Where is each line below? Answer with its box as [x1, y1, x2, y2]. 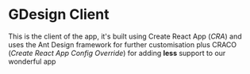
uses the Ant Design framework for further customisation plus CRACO [8, 39, 237, 49]
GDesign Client [8, 6, 110, 24]
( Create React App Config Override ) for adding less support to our [8, 48, 226, 57]
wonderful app [8, 57, 56, 66]
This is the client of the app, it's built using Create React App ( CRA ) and [8, 31, 242, 41]
